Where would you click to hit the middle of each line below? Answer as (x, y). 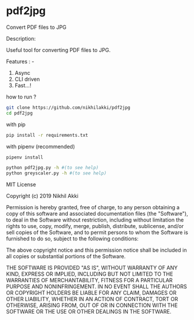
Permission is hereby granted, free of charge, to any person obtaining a (93, 207)
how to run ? (21, 97)
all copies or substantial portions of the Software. (66, 256)
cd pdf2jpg (19, 113)
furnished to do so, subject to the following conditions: (72, 239)
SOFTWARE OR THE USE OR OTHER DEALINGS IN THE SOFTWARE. (89, 312)
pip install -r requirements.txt (47, 135)
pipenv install (25, 157)
